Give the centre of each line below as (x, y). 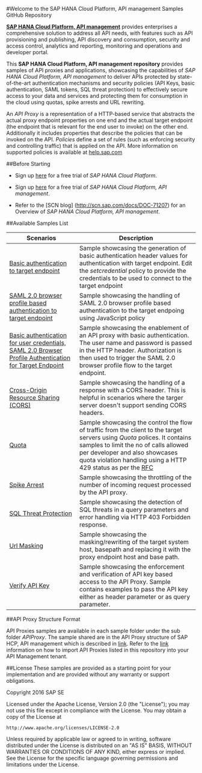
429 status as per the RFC (116, 467)
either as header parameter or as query (135, 597)
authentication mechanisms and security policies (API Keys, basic (114, 83)
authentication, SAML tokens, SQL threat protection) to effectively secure (97, 89)
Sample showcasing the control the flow (136, 422)
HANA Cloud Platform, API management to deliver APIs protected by (91, 77)
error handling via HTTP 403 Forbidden (135, 517)
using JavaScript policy (112, 318)
